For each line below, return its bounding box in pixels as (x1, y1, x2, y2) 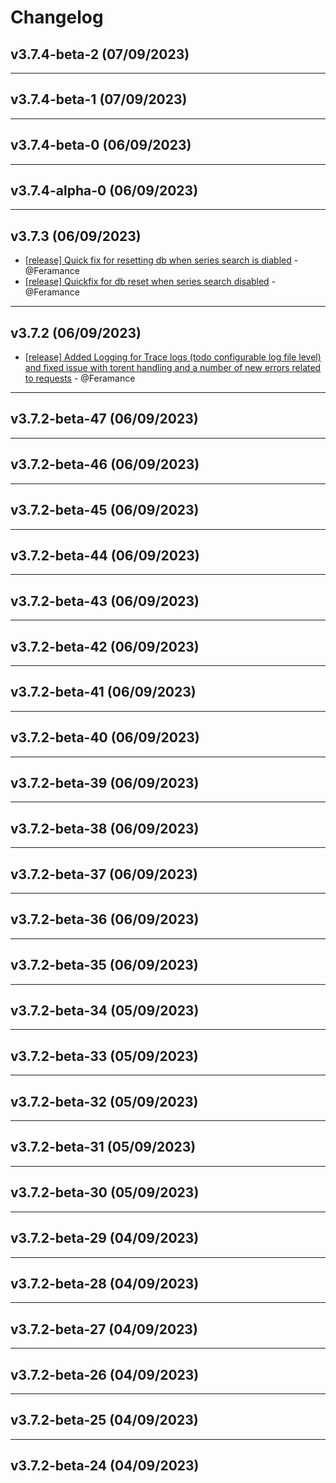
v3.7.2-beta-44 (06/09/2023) (10, 547, 200, 564)
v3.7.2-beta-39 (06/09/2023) (10, 774, 200, 791)
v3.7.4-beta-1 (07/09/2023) (10, 91, 188, 108)
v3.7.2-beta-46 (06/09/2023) (10, 456, 200, 473)
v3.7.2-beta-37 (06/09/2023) (10, 866, 198, 883)
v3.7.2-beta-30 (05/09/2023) (10, 1184, 200, 1201)
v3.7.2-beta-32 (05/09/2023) (10, 1093, 199, 1110)
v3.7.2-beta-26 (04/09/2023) (10, 1366, 200, 1383)
